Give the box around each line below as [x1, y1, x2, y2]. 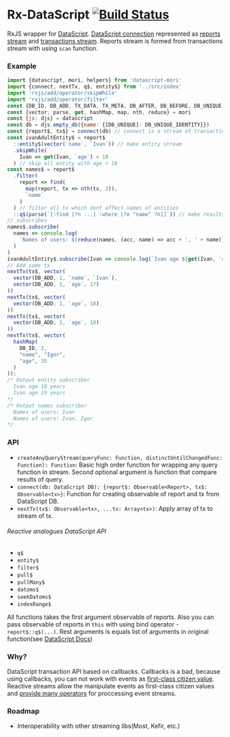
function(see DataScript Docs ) [7, 635, 93, 643]
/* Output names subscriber [7, 402, 88, 409]
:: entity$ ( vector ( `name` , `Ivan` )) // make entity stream [13, 141, 183, 148]
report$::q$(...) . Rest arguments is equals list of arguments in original [7, 627, 209, 635]
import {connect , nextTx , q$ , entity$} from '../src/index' [7, 83, 183, 91]
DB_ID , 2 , [19, 344, 48, 351]
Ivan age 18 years [13, 383, 66, 390]
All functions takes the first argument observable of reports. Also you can [7, 613, 214, 621]
